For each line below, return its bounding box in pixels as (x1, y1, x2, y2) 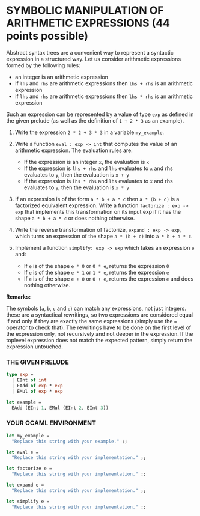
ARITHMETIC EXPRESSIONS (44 (6, 16, 170, 30)
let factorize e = (6, 466, 52, 472)
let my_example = (6, 433, 50, 439)
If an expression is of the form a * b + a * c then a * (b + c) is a (14, 195, 180, 202)
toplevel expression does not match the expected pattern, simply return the (6, 336, 193, 344)
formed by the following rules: (6, 61, 80, 69)
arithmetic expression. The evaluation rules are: (14, 147, 133, 154)
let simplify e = (6, 498, 50, 505)
